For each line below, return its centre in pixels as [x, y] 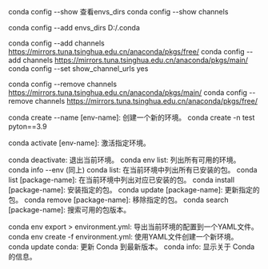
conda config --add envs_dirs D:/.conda [74, 28]
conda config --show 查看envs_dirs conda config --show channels [118, 12]
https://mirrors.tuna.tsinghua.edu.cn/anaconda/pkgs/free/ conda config [127, 51]
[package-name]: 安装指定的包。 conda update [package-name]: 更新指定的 [134, 190]
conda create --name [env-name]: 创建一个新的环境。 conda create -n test [132, 117]
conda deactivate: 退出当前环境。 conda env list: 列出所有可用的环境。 [124, 160]
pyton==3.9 [28, 127]
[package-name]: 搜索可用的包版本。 [69, 210]
